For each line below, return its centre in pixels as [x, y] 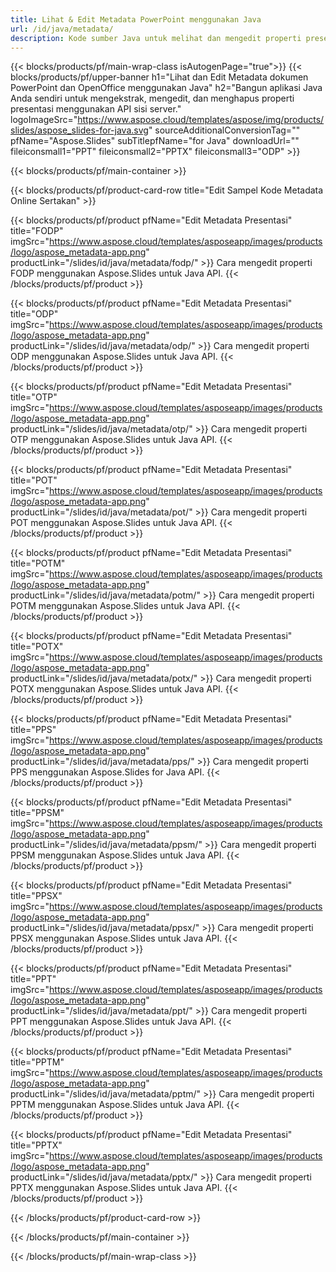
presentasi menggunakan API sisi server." [96, 109]
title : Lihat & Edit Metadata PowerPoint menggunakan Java [136, 19]
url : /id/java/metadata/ [62, 29]
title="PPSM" [37, 813]
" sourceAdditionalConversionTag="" [224, 130]
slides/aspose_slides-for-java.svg [79, 130]
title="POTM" [38, 563]
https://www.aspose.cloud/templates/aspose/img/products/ [201, 120]
